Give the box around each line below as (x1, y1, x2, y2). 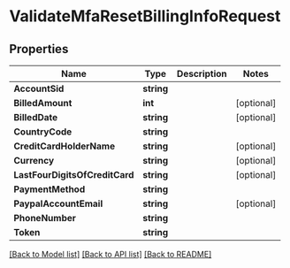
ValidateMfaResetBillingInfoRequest (9, 6, 281, 27)
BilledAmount (13, 97, 72, 109)
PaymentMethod (13, 183, 86, 195)
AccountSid (13, 82, 65, 95)
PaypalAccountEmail (13, 197, 103, 210)
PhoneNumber (13, 212, 77, 224)
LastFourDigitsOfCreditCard (13, 169, 134, 180)
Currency (13, 155, 55, 166)
